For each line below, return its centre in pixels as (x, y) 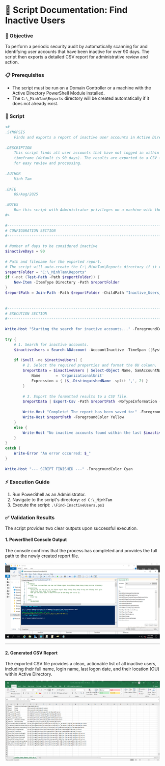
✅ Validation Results (30, 517)
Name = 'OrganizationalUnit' (68, 376)
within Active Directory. (29, 674)
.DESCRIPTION (18, 148)
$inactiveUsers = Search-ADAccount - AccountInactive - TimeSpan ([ (83, 350)
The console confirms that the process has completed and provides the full (81, 550)
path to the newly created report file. (42, 556)
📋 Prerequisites (25, 75)
